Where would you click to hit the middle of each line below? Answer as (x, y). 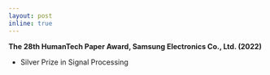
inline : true (30, 23)
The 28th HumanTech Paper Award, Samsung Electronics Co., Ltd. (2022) (135, 46)
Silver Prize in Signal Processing (74, 62)
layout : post (30, 16)
